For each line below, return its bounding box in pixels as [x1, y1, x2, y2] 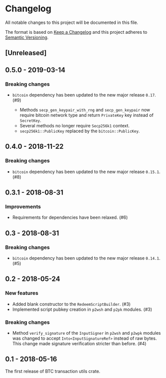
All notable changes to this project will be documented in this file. [5, 19, 139, 25]
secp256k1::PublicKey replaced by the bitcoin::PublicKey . [19, 128, 140, 134]
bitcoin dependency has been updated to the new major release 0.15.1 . [12, 169, 161, 175]
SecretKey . [19, 117, 42, 123]
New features [5, 289, 39, 296]
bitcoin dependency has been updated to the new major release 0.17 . [12, 92, 156, 98]
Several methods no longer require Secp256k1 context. [19, 123, 130, 129]
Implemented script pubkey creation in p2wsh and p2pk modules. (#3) [12, 306, 153, 312]
